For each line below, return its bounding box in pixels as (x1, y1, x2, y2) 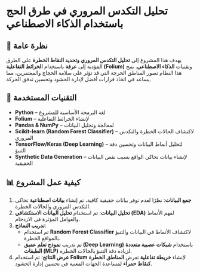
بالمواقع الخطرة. (23, 234, 61, 241)
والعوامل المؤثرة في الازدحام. (14, 215, 81, 222)
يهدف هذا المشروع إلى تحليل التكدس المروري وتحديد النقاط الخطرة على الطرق (6, 57, 182, 63)
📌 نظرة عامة (6, 41, 48, 51)
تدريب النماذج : (14, 222, 47, 229)
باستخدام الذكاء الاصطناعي (6, 17, 124, 30)
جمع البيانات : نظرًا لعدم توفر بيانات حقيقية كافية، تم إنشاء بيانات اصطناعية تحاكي (14, 196, 192, 204)
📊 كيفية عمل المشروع (6, 177, 81, 188)
